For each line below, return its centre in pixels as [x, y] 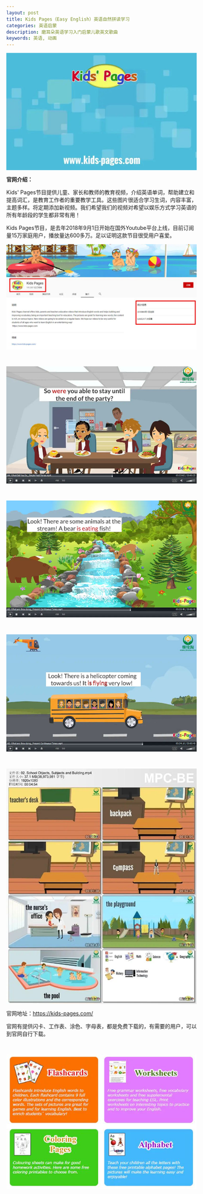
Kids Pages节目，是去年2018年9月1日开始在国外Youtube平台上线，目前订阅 [100, 228]
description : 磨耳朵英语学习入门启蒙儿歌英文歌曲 [62, 32]
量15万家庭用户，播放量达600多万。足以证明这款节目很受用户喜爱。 [91, 235]
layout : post [23, 13]
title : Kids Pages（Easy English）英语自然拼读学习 [68, 19]
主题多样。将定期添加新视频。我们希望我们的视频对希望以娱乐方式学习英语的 [101, 207]
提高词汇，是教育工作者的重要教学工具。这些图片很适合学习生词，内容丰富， [101, 200]
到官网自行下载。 [27, 1034]
